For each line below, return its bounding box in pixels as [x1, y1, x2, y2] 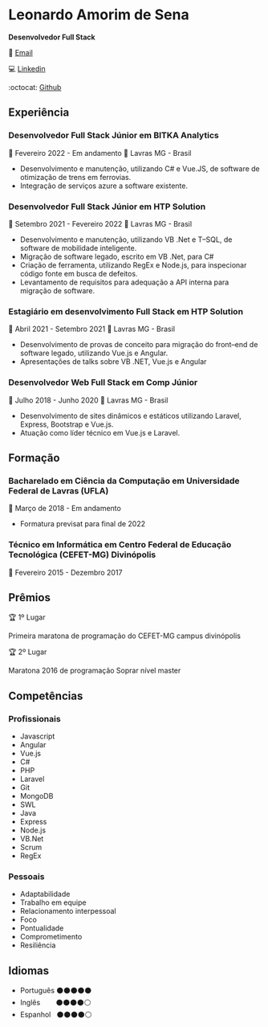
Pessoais [8, 870, 45, 882]
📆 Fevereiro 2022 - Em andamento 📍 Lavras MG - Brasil [8, 148, 192, 158]
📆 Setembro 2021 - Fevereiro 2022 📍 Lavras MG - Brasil [8, 219, 193, 228]
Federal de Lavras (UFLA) [8, 485, 109, 496]
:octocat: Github [8, 82, 62, 92]
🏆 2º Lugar [8, 647, 47, 657]
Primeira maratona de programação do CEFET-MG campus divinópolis [8, 631, 241, 640]
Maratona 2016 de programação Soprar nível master [8, 665, 181, 676]
